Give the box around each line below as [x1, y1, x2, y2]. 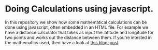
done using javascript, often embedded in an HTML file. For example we [5, 24, 149, 30]
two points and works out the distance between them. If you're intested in [5, 35, 152, 40]
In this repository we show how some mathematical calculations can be [5, 19, 147, 25]
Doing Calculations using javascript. [5, 3, 154, 14]
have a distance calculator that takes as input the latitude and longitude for [5, 29, 154, 35]
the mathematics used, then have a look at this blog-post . [5, 39, 120, 45]
